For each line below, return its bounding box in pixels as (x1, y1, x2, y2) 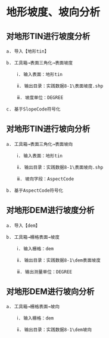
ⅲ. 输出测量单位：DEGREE (17, 269, 73, 275)
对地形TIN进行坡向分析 (6, 124, 91, 134)
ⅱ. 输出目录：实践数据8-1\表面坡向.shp (17, 164, 104, 170)
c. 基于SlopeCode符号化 (6, 106, 61, 112)
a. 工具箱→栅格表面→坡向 (6, 304, 60, 310)
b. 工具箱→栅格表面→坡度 (6, 234, 60, 240)
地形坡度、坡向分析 (6, 5, 101, 19)
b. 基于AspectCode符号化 (6, 188, 64, 193)
